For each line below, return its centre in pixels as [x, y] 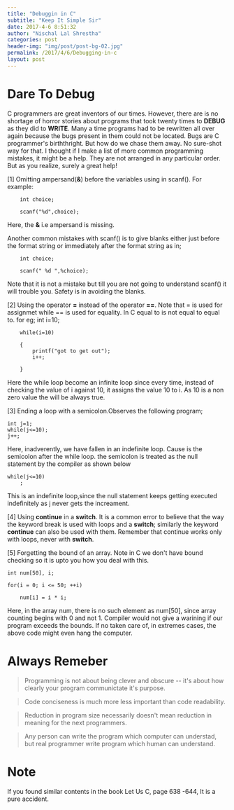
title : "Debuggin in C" [42, 14]
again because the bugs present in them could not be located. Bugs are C [113, 136]
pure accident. [28, 799]
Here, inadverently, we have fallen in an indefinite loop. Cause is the [105, 448]
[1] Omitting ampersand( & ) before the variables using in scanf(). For [104, 179]
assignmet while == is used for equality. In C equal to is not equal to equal [114, 312]
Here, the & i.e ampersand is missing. [61, 224]
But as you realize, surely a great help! [62, 165]
